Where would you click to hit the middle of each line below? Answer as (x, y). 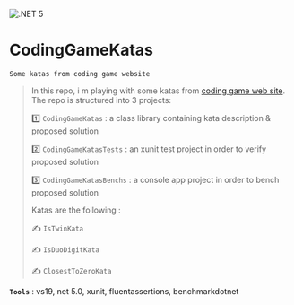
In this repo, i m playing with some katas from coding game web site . (158, 91)
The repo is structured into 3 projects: (101, 100)
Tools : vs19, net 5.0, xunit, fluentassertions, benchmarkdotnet (124, 291)
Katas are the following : (76, 210)
